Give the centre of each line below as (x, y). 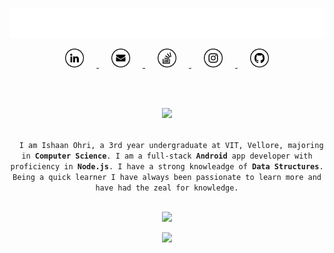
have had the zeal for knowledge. (167, 188)
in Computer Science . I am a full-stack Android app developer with (167, 156)
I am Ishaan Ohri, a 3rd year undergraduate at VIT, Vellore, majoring (171, 146)
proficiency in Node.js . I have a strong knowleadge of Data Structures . (167, 167)
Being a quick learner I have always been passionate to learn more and (167, 178)
